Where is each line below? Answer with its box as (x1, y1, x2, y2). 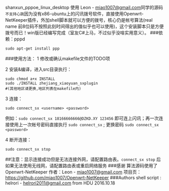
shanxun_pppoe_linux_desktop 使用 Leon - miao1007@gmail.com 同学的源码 (5, 5, 163, 10)
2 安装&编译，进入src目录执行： (5, 66, 72, 72)
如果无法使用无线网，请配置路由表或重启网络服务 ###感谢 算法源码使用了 (5, 163, 158, 168)
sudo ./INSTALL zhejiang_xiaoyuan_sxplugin (5, 81, 98, 86)
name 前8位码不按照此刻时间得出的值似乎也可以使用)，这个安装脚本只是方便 (5, 23, 164, 29)
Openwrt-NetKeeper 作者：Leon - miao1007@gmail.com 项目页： (5, 169, 141, 175)
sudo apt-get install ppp (5, 46, 60, 51)
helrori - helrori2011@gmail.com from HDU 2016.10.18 (5, 180, 115, 186)
